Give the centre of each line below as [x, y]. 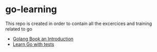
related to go [19, 29]
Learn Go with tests [33, 44]
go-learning [31, 9]
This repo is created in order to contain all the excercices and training [79, 23]
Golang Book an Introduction [43, 39]
